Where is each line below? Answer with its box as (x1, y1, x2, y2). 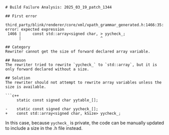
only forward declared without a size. (5, 67, 90, 72)
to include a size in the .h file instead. (5, 125, 83, 131)
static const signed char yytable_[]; (16, 98, 99, 103)
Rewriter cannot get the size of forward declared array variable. (5, 49, 151, 54)
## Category (5, 44, 30, 50)
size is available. (5, 84, 47, 89)
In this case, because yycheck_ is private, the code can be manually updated (5, 120, 164, 126)
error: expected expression (5, 27, 65, 32)
